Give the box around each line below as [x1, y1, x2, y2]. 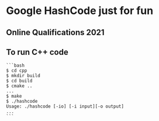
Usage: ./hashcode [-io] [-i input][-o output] [6, 103, 125, 109]
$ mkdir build [6, 73, 41, 79]
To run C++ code [6, 47, 68, 57]
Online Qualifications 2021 [6, 27, 105, 37]
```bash [6, 63, 25, 68]
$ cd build [6, 78, 33, 84]
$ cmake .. [6, 83, 33, 89]
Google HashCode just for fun [6, 4, 154, 18]
